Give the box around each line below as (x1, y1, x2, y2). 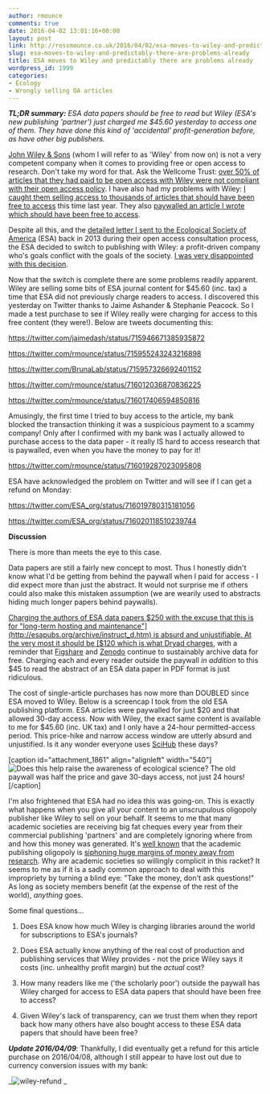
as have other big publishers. (8, 134, 105, 144)
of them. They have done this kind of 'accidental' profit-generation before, (8, 125, 256, 135)
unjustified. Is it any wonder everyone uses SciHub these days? (8, 739, 219, 749)
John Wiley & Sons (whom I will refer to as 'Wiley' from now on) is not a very (8, 150, 261, 159)
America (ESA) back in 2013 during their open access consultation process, (8, 234, 259, 244)
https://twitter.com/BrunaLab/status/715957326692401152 (8, 364, 202, 374)
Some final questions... (8, 906, 84, 915)
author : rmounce (8, 11, 63, 20)
